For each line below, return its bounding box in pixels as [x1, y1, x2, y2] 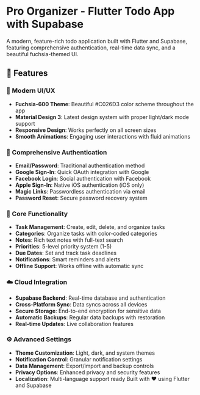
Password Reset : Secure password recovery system [15, 194, 148, 201]
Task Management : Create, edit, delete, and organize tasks [15, 223, 165, 231]
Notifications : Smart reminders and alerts [15, 256, 121, 263]
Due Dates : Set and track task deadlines [15, 249, 117, 257]
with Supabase [6, 17, 84, 31]
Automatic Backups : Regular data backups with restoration [15, 313, 165, 321]
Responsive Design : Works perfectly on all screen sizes [15, 126, 157, 134]
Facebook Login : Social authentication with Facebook [15, 175, 151, 182]
